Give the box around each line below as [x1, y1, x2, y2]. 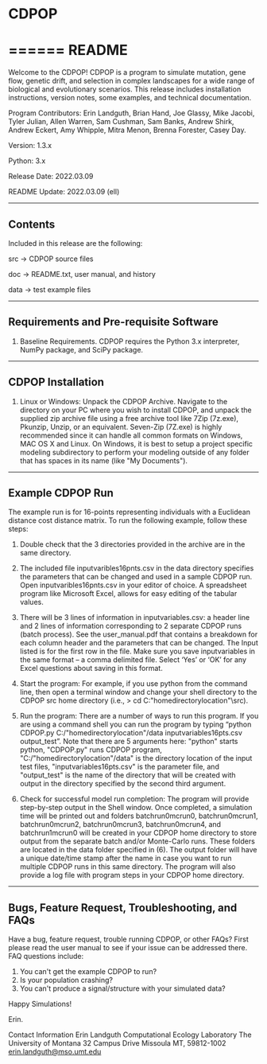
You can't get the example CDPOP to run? [19, 967, 157, 976]
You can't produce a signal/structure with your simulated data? [19, 984, 226, 993]
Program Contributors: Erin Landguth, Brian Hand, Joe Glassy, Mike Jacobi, [8, 108, 255, 118]
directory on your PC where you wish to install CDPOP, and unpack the [19, 405, 252, 415]
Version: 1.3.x [8, 141, 52, 150]
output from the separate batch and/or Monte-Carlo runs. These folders [19, 836, 256, 846]
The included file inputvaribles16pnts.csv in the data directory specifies [19, 563, 254, 573]
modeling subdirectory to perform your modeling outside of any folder [19, 447, 250, 457]
